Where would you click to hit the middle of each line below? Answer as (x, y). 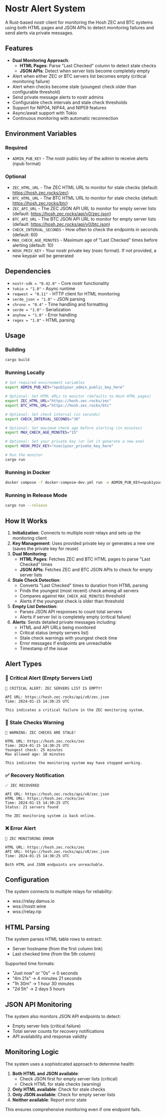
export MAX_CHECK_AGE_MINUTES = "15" (42, 433)
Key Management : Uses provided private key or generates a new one (83, 543)
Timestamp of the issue (44, 648)
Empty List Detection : (35, 606)
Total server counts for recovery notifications (58, 1031)
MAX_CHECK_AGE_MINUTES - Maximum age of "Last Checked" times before (85, 240)
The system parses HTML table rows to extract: (54, 939)
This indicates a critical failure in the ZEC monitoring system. (75, 710)
